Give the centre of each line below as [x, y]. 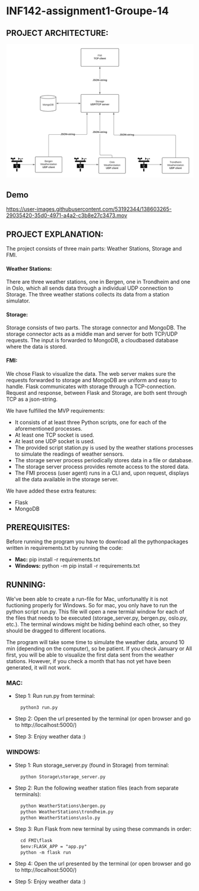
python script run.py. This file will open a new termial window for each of [95, 612]
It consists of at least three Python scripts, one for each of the [91, 422]
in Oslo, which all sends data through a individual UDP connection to [90, 288]
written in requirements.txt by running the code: [64, 548]
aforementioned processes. [48, 428]
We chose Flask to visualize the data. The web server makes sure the [91, 373]
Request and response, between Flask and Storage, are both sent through [97, 392]
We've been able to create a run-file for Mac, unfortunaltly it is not [87, 599]
